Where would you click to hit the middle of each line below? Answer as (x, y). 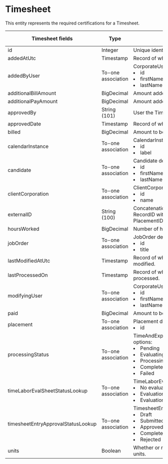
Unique (142, 50)
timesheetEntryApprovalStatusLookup (52, 423)
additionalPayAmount (33, 101)
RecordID (144, 214)
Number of (146, 228)
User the (143, 112)
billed (14, 132)
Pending (150, 348)
